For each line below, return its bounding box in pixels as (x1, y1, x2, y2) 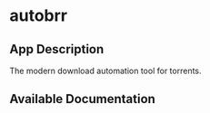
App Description (9, 42, 105, 57)
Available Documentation (9, 91, 156, 107)
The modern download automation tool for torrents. (9, 65, 202, 76)
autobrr (9, 5, 68, 26)
